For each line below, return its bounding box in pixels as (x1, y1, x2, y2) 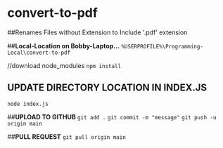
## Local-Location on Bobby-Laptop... (7, 41, 120, 50)
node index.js (7, 100, 49, 107)
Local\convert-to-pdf (7, 49, 71, 56)
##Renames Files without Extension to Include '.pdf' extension (7, 28, 188, 36)
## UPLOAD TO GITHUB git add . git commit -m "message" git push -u (7, 112, 217, 121)
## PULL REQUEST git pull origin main (7, 132, 127, 141)
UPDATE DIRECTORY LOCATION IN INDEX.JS (7, 82, 208, 94)
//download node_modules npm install (7, 61, 122, 69)
